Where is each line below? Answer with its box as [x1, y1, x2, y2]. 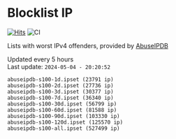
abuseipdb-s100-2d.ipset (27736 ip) [7, 82, 114, 89]
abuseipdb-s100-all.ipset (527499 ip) [7, 124, 120, 132]
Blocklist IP [7, 5, 73, 21]
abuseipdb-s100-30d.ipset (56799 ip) [7, 100, 117, 108]
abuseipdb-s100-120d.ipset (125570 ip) [7, 119, 124, 126]
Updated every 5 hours [7, 54, 74, 64]
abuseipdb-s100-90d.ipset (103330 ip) [7, 112, 120, 119]
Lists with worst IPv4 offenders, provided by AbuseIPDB [7, 41, 169, 50]
